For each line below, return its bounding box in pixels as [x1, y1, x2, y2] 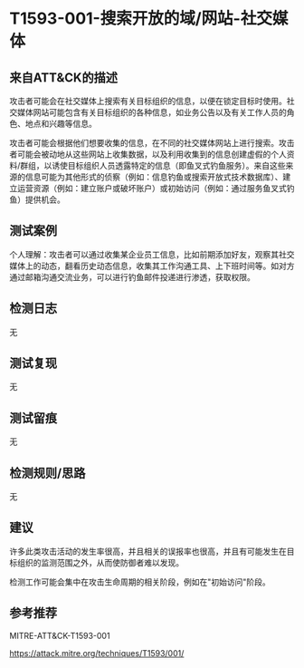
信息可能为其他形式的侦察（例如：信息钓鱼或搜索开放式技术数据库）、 [24, 171, 283, 182]
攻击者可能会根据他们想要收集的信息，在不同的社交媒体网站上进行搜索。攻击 [9, 138, 295, 148]
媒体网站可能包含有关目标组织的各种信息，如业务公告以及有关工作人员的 [16, 107, 287, 118]
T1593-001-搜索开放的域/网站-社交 [9, 8, 273, 29]
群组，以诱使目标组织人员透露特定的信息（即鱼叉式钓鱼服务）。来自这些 [20, 160, 287, 170]
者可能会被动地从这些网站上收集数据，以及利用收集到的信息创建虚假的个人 [9, 149, 287, 160]
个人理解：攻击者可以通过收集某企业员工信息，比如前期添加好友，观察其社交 [9, 248, 295, 259]
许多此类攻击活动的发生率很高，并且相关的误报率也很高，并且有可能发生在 [9, 546, 287, 557]
